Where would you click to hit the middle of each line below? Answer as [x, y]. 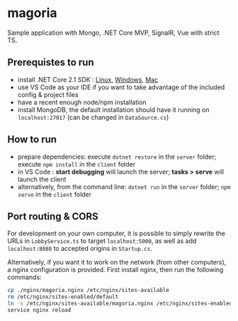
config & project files [48, 94]
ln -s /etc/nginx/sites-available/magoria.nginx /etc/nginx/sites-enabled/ [121, 304]
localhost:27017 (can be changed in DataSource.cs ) [93, 117]
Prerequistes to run [51, 63]
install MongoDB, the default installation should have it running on [114, 109]
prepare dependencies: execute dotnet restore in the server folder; [117, 157]
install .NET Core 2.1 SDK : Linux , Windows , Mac [88, 79]
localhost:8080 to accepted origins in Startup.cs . [80, 249]
